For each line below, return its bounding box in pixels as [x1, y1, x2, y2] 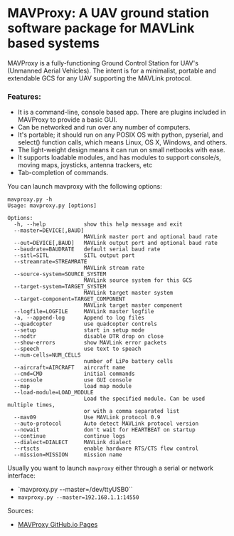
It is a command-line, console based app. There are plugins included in [17, 108, 226, 117]
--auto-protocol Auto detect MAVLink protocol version [14, 420, 199, 428]
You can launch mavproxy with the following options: [7, 182, 162, 191]
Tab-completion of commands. [17, 169, 109, 177]
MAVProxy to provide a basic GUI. [17, 115, 117, 124]
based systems [7, 36, 100, 51]
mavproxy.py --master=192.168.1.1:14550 [17, 494, 139, 501]
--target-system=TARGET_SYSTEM [14, 283, 107, 290]
